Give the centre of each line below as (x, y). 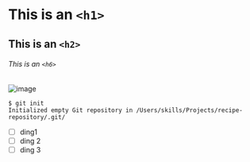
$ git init (26, 103)
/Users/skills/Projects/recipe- (190, 110)
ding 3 (30, 149)
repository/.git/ (37, 117)
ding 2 (30, 141)
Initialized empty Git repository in (71, 110)
